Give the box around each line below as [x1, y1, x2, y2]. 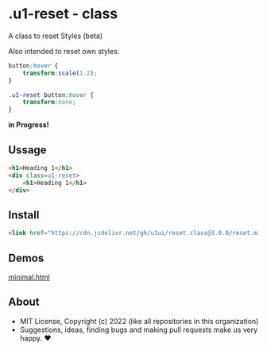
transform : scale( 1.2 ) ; [22, 69, 98, 77]
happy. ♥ [19, 333, 52, 342]
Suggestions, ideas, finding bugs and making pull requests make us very [19, 325, 258, 334]
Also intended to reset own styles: [8, 46, 120, 56]
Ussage [8, 143, 47, 156]
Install [8, 208, 40, 222]
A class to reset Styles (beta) [8, 31, 103, 40]
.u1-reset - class [8, 5, 118, 23]
